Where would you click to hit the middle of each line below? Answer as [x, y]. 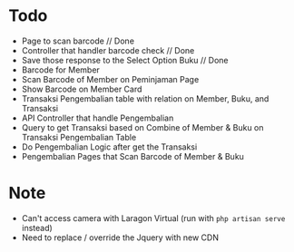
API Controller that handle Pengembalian [98, 118]
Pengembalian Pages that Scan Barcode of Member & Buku [132, 156]
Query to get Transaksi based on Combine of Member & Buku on [142, 127]
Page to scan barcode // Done [78, 41]
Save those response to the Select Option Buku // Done [125, 60]
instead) [37, 228]
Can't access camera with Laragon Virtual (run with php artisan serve [153, 218]
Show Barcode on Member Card [82, 89]
